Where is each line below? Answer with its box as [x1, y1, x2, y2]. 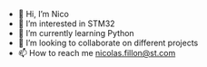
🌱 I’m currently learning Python [17, 28, 134, 38]
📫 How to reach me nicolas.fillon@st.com [17, 48, 176, 58]
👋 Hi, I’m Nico [17, 9, 70, 19]
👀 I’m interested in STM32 [17, 18, 115, 29]
